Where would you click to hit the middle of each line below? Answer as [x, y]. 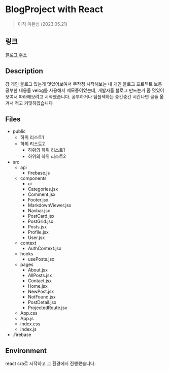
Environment [26, 350]
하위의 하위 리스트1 [46, 150]
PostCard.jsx [41, 216]
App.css [29, 313]
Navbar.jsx [39, 211]
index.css [30, 324]
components [33, 178]
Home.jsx [38, 286]
